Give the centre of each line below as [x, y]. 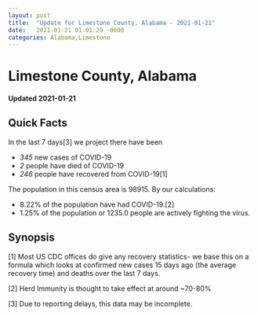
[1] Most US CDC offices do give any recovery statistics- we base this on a [129, 256]
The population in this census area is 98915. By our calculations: [112, 189]
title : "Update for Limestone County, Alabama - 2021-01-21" [112, 23]
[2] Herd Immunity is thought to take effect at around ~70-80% [110, 288]
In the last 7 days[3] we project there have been [85, 141]
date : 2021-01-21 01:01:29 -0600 [66, 30]
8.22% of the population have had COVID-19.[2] [97, 204]
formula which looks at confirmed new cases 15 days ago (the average [122, 265]
